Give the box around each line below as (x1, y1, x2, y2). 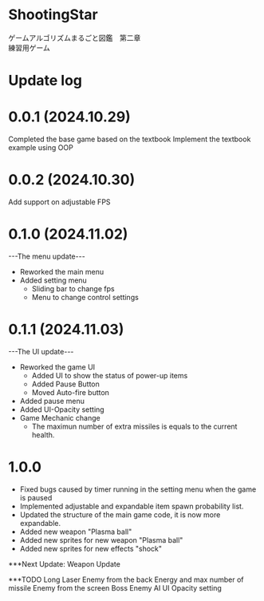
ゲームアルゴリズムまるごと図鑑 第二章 (8, 33, 141, 42)
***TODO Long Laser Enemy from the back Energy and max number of (8, 575, 244, 584)
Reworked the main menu (19, 267, 104, 276)
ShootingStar (8, 6, 98, 24)
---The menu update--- (8, 251, 85, 261)
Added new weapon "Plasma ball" (19, 527, 132, 536)
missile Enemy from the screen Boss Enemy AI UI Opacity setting (8, 583, 222, 592)
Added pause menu (19, 396, 85, 405)
